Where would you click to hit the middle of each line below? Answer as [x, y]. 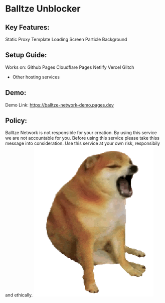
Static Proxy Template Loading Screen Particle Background [66, 39]
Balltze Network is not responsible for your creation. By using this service [81, 133]
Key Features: [27, 27]
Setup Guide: [26, 55]
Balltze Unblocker [43, 9]
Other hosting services [36, 77]
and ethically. [19, 295]
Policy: [16, 121]
